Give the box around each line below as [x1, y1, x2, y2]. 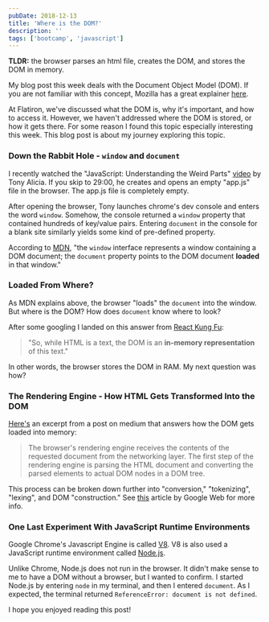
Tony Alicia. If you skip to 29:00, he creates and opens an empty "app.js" [8, 177, 251, 187]
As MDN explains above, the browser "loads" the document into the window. [8, 298, 257, 307]
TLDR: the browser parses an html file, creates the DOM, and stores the [8, 56, 246, 66]
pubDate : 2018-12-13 [8, 11, 78, 20]
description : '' [8, 27, 63, 35]
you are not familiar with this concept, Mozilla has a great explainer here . [8, 89, 249, 99]
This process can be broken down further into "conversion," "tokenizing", [8, 484, 251, 494]
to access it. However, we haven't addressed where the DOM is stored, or [8, 113, 252, 123]
